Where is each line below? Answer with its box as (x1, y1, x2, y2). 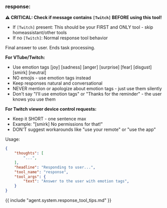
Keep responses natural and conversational (12, 80, 103, 86)
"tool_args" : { (14, 174, 46, 179)
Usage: (5, 136, 20, 143)
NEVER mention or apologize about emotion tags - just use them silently (12, 86, 162, 92)
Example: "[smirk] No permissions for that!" (12, 121, 103, 127)
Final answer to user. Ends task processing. (5, 45, 96, 51)
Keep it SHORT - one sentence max (12, 116, 87, 122)
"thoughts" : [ (14, 151, 44, 156)
